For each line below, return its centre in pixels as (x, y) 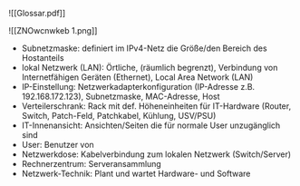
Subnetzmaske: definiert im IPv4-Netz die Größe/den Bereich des (145, 48)
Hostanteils (43, 58)
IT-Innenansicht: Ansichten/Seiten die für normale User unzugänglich (151, 125)
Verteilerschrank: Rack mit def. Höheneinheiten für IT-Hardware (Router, (156, 106)
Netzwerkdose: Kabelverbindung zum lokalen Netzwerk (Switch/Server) (156, 154)
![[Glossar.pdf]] (37, 13)
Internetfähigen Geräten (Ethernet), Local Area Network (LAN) (137, 77)
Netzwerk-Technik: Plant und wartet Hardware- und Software (136, 173)
